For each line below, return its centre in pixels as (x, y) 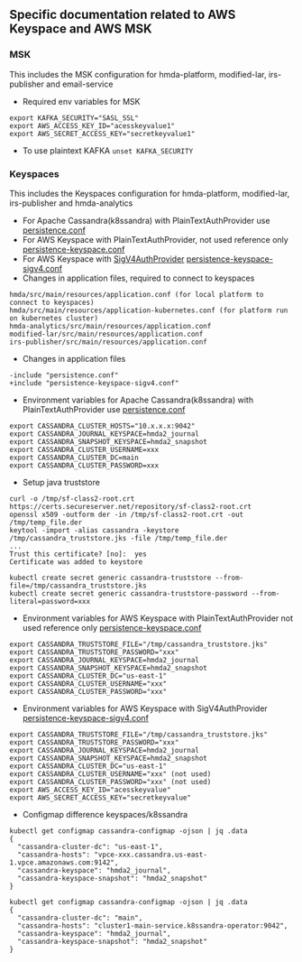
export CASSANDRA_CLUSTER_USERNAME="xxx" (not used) (110, 774)
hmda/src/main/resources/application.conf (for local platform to (137, 294)
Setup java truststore (61, 482)
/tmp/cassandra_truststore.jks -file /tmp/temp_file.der (119, 538)
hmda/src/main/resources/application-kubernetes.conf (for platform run (149, 310)
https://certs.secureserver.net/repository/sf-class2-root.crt (131, 506)
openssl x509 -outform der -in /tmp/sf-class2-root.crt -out (127, 514)
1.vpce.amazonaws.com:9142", (64, 862)
